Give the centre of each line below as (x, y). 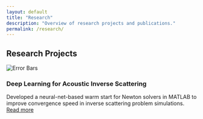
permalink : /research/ (35, 29)
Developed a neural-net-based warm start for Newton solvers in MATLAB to (101, 97)
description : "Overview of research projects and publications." (91, 23)
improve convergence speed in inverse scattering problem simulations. (95, 103)
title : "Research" (30, 18)
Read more (20, 110)
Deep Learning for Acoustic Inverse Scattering (77, 84)
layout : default (27, 12)
